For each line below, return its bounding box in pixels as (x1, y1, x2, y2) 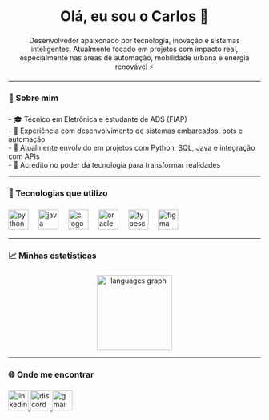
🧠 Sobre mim (8, 92, 58, 103)
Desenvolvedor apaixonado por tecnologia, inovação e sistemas (29, 36, 240, 46)
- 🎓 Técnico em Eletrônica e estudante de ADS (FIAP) (8, 114, 188, 123)
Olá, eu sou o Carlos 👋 (59, 7, 210, 26)
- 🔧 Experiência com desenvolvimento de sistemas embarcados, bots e (8, 126, 243, 135)
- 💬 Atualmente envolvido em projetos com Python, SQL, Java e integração (8, 143, 255, 152)
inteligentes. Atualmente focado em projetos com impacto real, (30, 44, 239, 55)
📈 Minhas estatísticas (8, 250, 97, 261)
